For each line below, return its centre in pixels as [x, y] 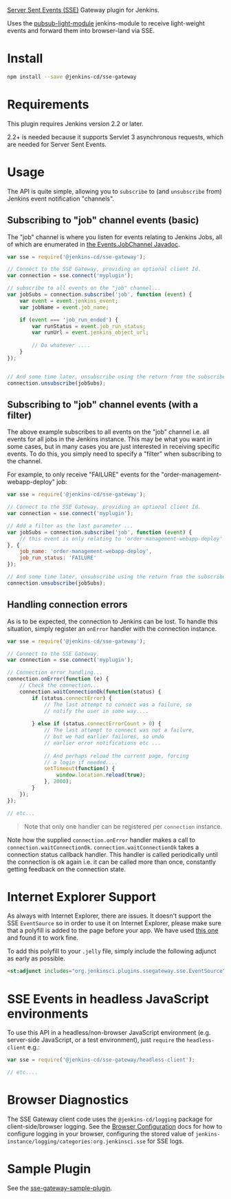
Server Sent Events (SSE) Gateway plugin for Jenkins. [83, 10]
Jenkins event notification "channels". [61, 199]
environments [48, 1014]
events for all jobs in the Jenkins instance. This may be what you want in [110, 439]
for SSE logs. [166, 1141]
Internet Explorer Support [82, 897]
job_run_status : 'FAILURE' [58, 558]
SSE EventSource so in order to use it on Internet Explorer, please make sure [114, 923]
